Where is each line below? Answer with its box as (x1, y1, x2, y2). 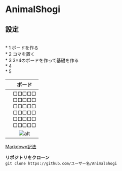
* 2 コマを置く (5, 51, 35, 57)
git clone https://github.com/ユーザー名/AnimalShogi (5, 161, 117, 166)
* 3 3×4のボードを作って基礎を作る (5, 57, 79, 63)
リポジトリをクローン (5, 154, 50, 160)
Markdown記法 (5, 144, 36, 150)
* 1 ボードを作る (5, 45, 39, 51)
